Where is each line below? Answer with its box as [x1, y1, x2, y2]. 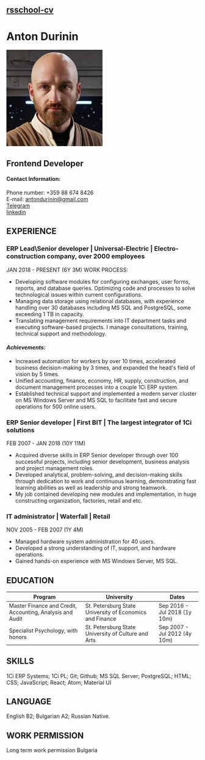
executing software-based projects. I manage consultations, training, [15, 323, 189, 331]
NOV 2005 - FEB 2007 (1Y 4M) [6, 526, 84, 534]
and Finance [85, 614, 117, 622]
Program [33, 593, 56, 600]
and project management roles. [15, 465, 95, 472]
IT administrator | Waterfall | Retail [6, 512, 110, 521]
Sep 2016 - [158, 602, 189, 609]
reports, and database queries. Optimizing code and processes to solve [15, 284, 195, 292]
